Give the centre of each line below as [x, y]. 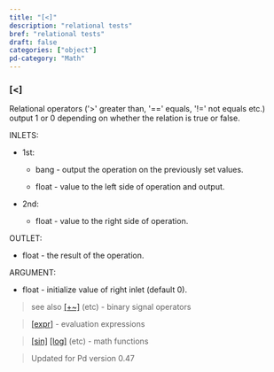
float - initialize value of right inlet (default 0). [105, 290]
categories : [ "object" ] [53, 50]
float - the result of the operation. [83, 256]
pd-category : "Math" [47, 58]
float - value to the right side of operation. [112, 221]
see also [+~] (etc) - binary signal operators [111, 307]
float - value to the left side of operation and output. [130, 187]
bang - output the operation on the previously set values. [139, 170]
